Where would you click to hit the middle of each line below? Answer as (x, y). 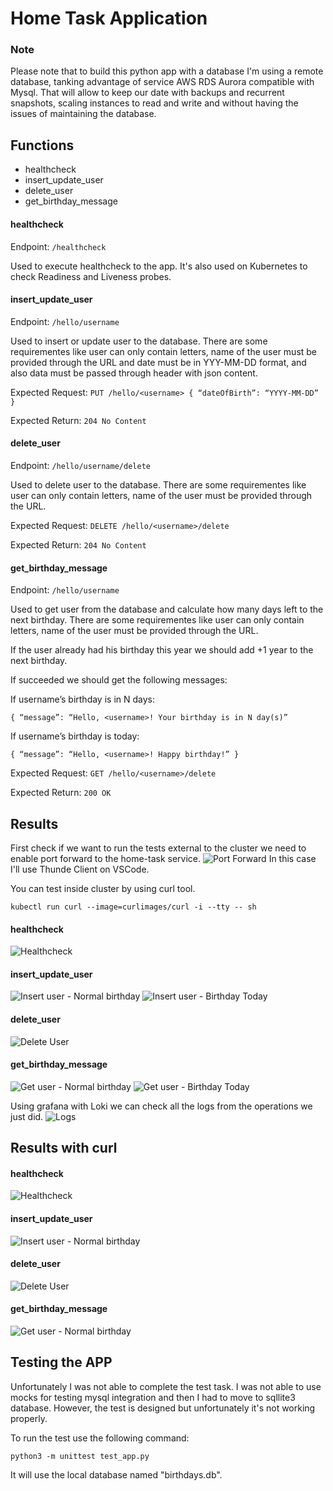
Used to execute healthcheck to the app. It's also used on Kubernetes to (159, 266)
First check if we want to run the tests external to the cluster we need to (158, 848)
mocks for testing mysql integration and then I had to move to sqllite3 (153, 1397)
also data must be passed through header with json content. (134, 373)
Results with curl (64, 1148)
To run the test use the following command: (100, 1438)
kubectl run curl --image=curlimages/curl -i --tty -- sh (133, 907)
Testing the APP (61, 1362)
